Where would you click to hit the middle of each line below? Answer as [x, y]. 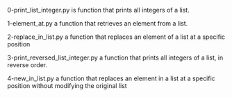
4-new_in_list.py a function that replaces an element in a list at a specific [111, 78]
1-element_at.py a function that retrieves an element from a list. [98, 23]
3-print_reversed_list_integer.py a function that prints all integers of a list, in [115, 58]
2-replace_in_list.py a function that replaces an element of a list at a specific [116, 37]
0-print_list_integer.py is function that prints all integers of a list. [98, 10]
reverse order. [27, 65]
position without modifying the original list [67, 86]
